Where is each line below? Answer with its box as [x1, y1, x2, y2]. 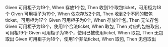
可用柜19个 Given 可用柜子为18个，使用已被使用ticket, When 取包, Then [5, 30, 153, 35]
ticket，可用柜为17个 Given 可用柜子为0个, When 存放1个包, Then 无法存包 [5, 17, 159, 23]
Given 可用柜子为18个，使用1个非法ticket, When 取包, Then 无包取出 [15, 36, 156, 42]
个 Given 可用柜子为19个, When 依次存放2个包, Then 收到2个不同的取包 [5, 11, 153, 17]
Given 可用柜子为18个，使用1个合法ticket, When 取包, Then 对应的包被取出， [5, 23, 164, 29]
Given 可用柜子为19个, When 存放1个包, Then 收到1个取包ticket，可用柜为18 [5, 5, 161, 10]
